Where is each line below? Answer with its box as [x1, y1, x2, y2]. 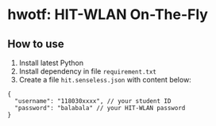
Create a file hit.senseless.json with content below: [18, 75, 191, 84]
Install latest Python [18, 58, 84, 67]
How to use [7, 37, 64, 51]
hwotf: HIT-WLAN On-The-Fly [7, 6, 208, 24]
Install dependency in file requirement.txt [18, 67, 156, 76]
